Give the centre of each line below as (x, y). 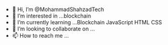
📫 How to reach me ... (40, 36)
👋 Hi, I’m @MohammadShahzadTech (58, 9)
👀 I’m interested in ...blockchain (52, 16)
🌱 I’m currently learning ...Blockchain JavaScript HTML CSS (87, 22)
